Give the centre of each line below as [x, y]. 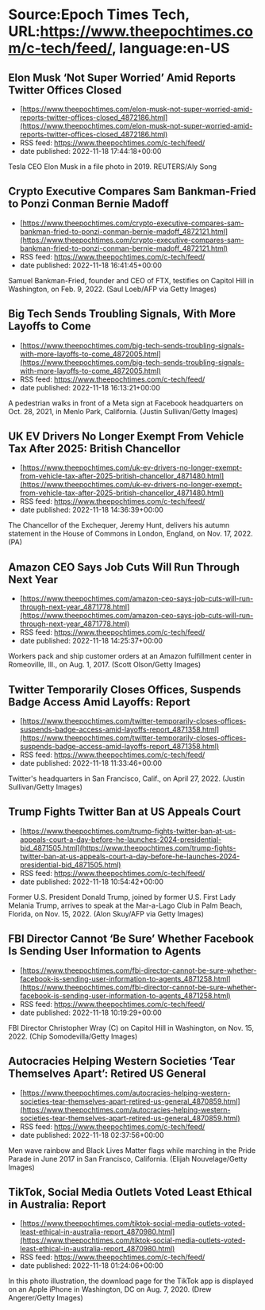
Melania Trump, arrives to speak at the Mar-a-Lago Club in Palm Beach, [125, 905]
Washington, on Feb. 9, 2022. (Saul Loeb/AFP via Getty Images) [112, 289]
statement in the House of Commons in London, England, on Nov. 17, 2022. [131, 534]
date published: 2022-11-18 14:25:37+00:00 [91, 641]
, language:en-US [171, 48]
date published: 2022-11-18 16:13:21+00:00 [90, 387]
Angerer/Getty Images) [46, 1298]
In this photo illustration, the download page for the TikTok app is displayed [131, 1281]
